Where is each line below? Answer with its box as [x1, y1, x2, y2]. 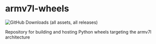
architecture [5, 34, 30, 40]
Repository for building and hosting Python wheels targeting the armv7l [5, 29, 152, 35]
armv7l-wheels [5, 3, 69, 14]
